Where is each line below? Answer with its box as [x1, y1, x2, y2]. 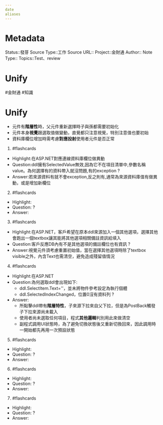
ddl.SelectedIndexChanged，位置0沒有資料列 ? [19, 291, 114, 297]
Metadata [5, 33, 45, 44]
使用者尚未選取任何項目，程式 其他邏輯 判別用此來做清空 [19, 315, 130, 321]
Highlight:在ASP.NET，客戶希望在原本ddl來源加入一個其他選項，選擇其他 [12, 229, 158, 235]
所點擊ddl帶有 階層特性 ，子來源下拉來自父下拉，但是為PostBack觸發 [19, 303, 156, 309]
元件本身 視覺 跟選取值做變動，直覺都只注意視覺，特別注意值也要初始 [12, 130, 149, 135]
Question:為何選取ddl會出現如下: [12, 279, 78, 285]
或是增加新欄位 [20, 180, 51, 186]
